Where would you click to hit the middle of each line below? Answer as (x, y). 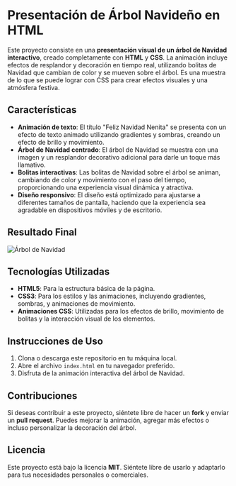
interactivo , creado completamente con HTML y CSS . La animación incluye (118, 57)
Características (42, 110)
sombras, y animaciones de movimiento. (76, 304)
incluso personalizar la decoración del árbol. (72, 428)
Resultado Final (42, 232)
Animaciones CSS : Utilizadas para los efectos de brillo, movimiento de (121, 311)
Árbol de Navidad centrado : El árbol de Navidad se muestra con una (118, 150)
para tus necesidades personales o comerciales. (78, 475)
